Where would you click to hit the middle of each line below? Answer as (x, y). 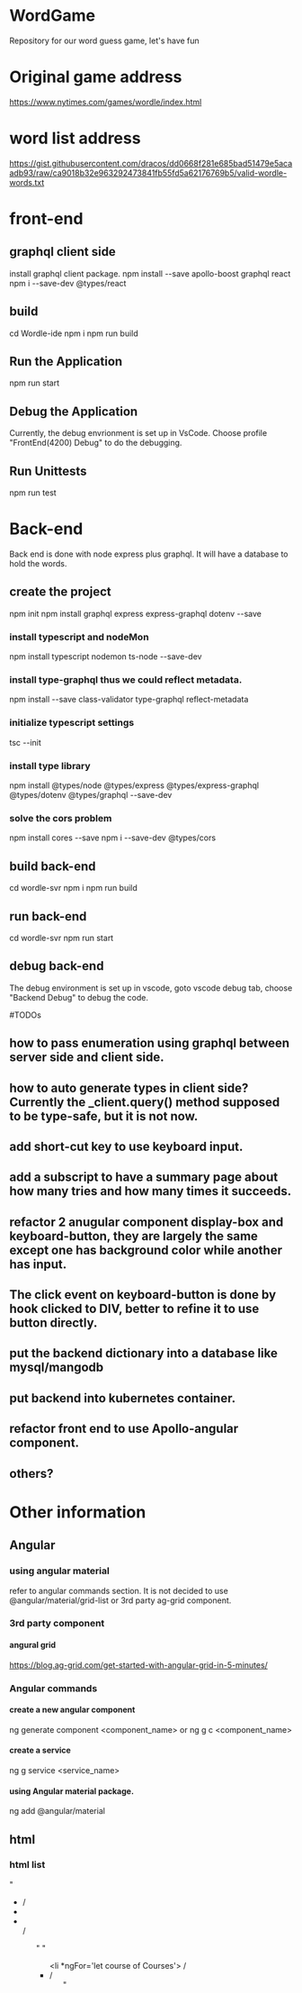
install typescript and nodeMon (80, 637)
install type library (50, 765)
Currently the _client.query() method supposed (145, 1102)
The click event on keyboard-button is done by (143, 1295)
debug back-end (57, 966)
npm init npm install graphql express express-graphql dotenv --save (136, 613)
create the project (60, 592)
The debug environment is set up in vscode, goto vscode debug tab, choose (151, 988)
